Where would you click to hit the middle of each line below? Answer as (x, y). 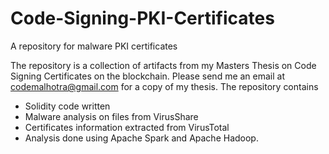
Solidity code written (67, 106)
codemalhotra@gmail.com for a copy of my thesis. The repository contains (164, 86)
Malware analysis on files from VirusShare (111, 116)
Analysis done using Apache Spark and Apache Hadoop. (141, 138)
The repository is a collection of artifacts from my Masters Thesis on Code (163, 65)
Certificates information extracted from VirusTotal (127, 127)
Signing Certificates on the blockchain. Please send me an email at (148, 76)
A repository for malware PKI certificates (94, 46)
